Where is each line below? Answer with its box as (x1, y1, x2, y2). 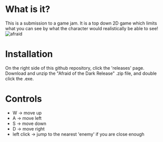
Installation (5, 49, 53, 60)
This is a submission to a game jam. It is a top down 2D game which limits (5, 20, 157, 26)
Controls (5, 93, 42, 105)
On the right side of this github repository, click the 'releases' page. (5, 65, 144, 71)
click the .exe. (5, 75, 34, 81)
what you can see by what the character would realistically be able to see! (5, 25, 158, 31)
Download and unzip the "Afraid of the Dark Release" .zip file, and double (5, 70, 157, 76)
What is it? (5, 4, 51, 15)
